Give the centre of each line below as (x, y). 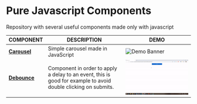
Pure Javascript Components (79, 11)
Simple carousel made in (77, 48)
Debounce (21, 78)
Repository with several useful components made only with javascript (90, 27)
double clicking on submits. (81, 87)
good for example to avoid (79, 81)
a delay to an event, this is (79, 75)
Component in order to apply (82, 68)
